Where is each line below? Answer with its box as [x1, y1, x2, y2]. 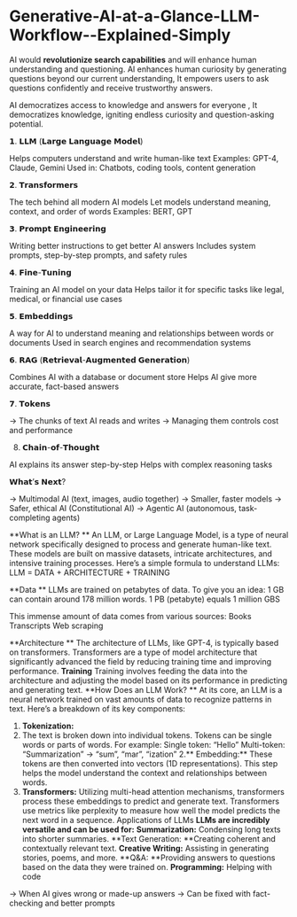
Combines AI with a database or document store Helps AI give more [9, 371, 257, 382]
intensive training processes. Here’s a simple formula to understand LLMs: [9, 557, 280, 568]
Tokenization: [21, 720, 74, 731]
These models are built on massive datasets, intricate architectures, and [9, 548, 273, 559]
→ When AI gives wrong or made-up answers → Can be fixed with [9, 888, 251, 898]
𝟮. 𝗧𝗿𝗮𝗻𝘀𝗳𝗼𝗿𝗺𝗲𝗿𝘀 [9, 179, 78, 190]
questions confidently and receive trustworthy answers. [9, 82, 213, 93]
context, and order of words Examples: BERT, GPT [9, 206, 193, 216]
